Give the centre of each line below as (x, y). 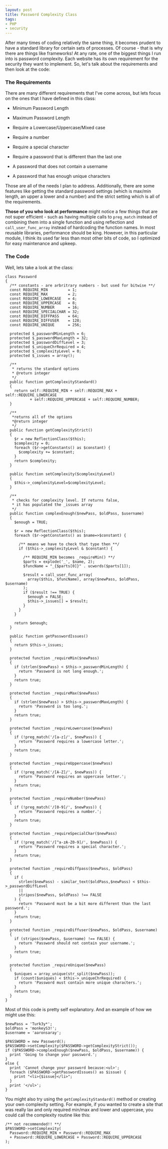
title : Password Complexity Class (41, 15)
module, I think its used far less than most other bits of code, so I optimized (83, 238)
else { (12, 1063)
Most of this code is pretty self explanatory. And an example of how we (78, 1009)
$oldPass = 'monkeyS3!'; (31, 1028)
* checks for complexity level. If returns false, (66, 500)
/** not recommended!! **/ (33, 1124)
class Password (21, 277)
